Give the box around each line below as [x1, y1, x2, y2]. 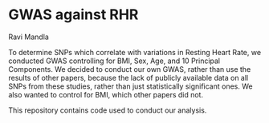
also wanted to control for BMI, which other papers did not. [8, 89, 203, 99]
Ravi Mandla [8, 32, 50, 42]
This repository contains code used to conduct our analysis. [8, 105, 207, 115]
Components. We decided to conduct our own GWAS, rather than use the [8, 64, 251, 73]
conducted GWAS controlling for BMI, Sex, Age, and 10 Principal [8, 56, 221, 65]
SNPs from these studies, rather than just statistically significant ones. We [8, 81, 253, 91]
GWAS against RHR [8, 6, 139, 24]
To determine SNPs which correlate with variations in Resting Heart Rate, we [8, 47, 262, 57]
